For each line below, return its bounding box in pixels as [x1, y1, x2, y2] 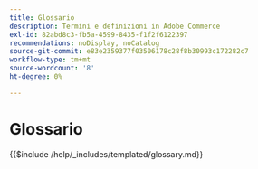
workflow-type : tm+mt [9, 55, 91, 64]
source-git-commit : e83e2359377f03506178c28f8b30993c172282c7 [9, 47, 249, 56]
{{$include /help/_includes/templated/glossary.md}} [9, 148, 204, 159]
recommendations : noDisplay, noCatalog [9, 38, 160, 48]
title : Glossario [9, 13, 75, 23]
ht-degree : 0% [9, 72, 63, 81]
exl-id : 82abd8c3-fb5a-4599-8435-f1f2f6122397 [9, 30, 188, 39]
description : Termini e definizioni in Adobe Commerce [9, 22, 221, 31]
